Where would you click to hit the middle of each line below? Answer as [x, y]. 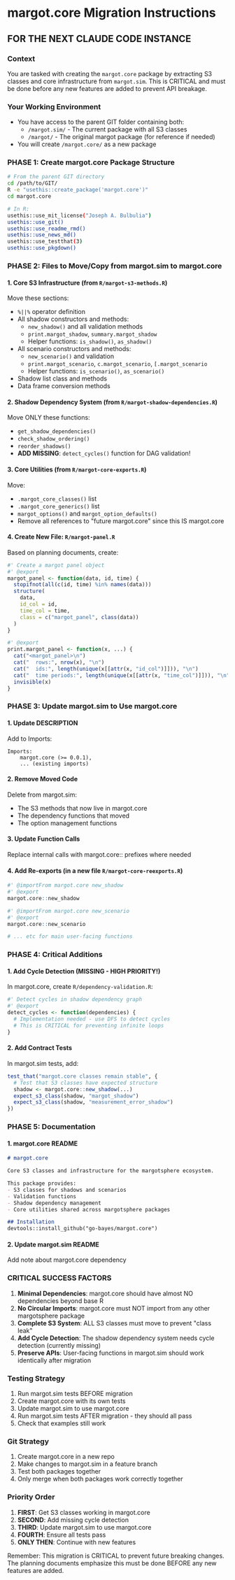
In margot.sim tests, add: [43, 1063]
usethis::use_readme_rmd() [47, 229]
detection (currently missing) [59, 1345]
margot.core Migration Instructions [112, 13]
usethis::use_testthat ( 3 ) [45, 242]
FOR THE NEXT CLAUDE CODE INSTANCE [99, 39]
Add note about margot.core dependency [67, 1260]
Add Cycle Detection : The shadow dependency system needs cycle [116, 1338]
